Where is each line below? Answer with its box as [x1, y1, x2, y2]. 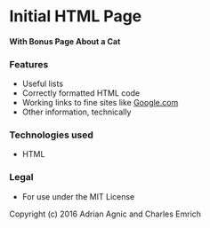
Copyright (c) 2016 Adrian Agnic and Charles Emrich [9, 208, 202, 219]
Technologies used [9, 129, 93, 141]
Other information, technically [21, 106, 132, 117]
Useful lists [21, 78, 64, 90]
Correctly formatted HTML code [21, 88, 141, 98]
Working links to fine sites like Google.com [21, 98, 179, 108]
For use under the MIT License [21, 191, 135, 201]
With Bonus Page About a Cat [9, 35, 121, 46]
